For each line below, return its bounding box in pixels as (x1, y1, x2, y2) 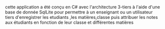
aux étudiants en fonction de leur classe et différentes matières (5, 19, 134, 25)
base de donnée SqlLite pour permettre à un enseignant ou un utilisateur (5, 9, 153, 15)
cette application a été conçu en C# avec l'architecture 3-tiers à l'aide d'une (5, 4, 161, 10)
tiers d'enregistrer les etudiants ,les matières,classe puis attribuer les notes (5, 14, 158, 20)
